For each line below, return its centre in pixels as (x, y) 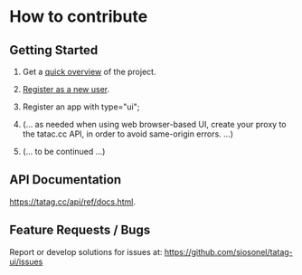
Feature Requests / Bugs (80, 230)
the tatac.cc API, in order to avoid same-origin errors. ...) (127, 134)
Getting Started (54, 50)
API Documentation (66, 180)
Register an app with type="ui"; (81, 107)
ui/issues (26, 261)
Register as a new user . (66, 89)
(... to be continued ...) (64, 152)
